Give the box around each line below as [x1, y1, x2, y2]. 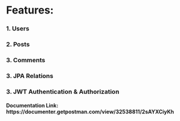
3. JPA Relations [6, 72, 54, 80]
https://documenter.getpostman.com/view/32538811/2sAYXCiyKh [6, 108, 175, 115]
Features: [6, 4, 54, 17]
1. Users [6, 25, 29, 33]
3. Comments [6, 56, 46, 64]
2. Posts [6, 41, 30, 49]
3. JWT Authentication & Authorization [6, 88, 119, 96]
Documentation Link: [6, 102, 59, 109]
